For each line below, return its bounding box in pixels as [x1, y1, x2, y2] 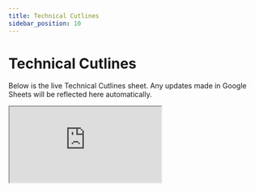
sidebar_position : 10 [8, 19, 82, 28]
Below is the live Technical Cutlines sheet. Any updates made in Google [8, 81, 247, 91]
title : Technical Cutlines [8, 11, 100, 20]
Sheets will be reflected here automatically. [8, 90, 152, 100]
